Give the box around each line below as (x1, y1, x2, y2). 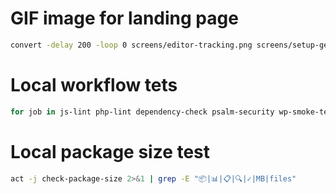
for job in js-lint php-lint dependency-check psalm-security (10, 107, 275, 117)
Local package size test (10, 140, 211, 163)
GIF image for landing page (10, 7, 239, 30)
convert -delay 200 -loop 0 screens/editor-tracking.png (10, 40, 253, 50)
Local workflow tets (10, 74, 178, 96)
